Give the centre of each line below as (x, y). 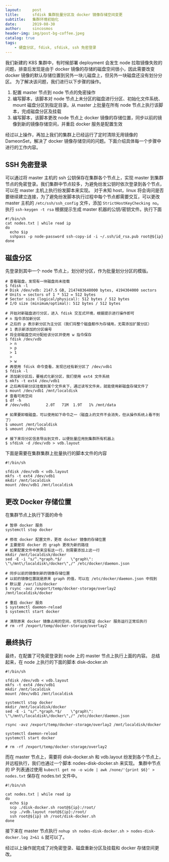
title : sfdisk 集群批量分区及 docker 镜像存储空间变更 (64, 15)
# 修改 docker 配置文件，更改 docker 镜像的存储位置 (56, 540)
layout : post (23, 10)
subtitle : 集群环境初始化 (32, 19)
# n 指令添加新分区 (23, 319)
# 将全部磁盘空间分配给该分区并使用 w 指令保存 (48, 335)
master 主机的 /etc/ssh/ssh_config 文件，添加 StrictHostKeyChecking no (81, 203)
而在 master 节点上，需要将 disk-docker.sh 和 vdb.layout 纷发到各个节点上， (84, 757)
